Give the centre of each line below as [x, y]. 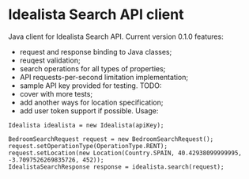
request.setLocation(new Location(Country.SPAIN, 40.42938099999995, [125, 153]
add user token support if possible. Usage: [89, 110]
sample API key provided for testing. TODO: [91, 86]
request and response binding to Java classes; [96, 51]
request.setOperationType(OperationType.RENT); [88, 146]
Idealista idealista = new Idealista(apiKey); [86, 125]
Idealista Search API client [96, 15]
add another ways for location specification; [91, 102]
